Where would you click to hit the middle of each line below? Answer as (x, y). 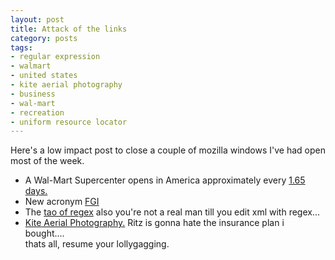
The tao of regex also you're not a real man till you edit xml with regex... (172, 212)
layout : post (37, 19)
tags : (21, 47)
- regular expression (55, 57)
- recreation (37, 112)
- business (33, 94)
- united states (44, 76)
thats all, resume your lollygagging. (97, 244)
